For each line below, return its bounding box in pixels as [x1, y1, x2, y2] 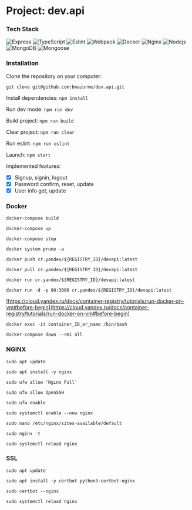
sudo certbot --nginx [6, 488, 59, 494]
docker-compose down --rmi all [6, 332, 83, 338]
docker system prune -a [6, 246, 65, 252]
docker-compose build [6, 215, 59, 221]
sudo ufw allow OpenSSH [6, 389, 65, 396]
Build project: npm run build [6, 117, 74, 124]
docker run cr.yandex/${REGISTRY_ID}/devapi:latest [6, 277, 135, 283]
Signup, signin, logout [14, 174, 68, 181]
